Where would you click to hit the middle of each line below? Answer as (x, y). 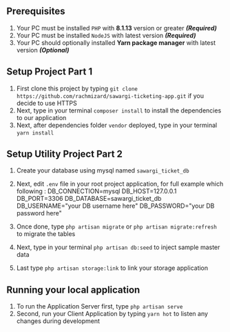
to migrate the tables (46, 234)
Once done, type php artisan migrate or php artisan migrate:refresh (117, 226)
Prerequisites (36, 11)
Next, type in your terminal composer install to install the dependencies (119, 110)
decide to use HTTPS (46, 103)
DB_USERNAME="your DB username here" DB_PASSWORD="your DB (115, 206)
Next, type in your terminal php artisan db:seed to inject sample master (118, 247)
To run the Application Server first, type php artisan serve (100, 306)
